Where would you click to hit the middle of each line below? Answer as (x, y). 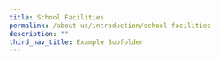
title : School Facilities (57, 17)
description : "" (39, 34)
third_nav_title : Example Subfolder (76, 42)
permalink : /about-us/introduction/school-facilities (110, 26)
